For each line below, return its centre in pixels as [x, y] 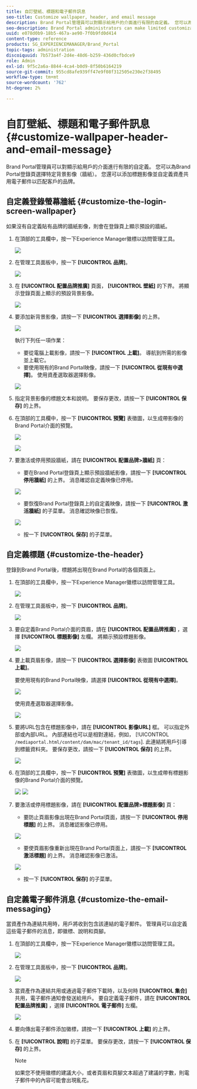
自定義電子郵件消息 [41, 899]
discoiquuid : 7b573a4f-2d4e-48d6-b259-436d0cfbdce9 [70, 55]
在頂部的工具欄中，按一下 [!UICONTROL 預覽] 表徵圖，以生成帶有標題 [99, 773]
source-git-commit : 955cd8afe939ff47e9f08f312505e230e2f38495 [84, 72]
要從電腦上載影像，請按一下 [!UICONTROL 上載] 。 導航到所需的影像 [105, 352]
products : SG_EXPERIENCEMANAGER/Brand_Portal [62, 45]
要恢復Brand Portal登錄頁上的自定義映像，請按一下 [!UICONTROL [102, 503]
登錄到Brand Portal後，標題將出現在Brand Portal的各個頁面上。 [82, 570]
